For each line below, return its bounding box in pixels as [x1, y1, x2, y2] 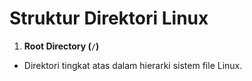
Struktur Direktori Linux [9, 7, 209, 30]
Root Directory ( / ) [23, 40, 100, 52]
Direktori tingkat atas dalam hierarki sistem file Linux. [23, 59, 243, 71]
